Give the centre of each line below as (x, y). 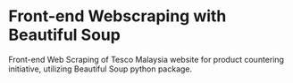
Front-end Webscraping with (117, 16)
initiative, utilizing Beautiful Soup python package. (100, 69)
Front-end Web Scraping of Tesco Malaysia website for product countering (146, 59)
